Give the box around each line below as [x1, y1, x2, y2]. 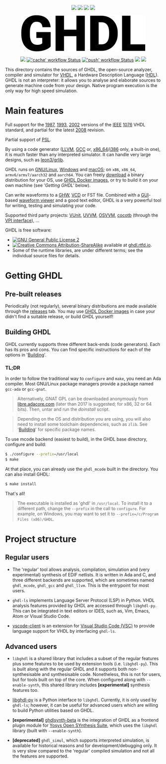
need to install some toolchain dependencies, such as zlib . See [17, 421, 148, 428]
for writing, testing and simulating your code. [5, 202, 97, 209]
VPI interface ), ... [5, 217, 40, 223]
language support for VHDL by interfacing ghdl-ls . [12, 628, 116, 634]
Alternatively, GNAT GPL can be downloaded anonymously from [17, 396, 148, 402]
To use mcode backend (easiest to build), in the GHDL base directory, [5, 436, 148, 442]
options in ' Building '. [5, 351, 47, 358]
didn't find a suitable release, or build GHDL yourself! [5, 314, 113, 320]
